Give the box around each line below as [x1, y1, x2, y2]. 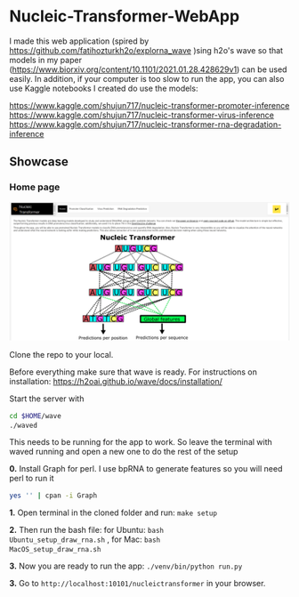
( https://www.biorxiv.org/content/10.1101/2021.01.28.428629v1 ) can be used [9, 64, 287, 75]
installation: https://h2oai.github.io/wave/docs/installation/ [9, 375, 222, 386]
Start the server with [9, 393, 85, 404]
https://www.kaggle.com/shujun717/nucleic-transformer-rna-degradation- [9, 118, 282, 130]
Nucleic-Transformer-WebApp [9, 6, 240, 27]
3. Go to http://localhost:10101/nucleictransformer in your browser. [9, 578, 266, 589]
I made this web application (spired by [9, 36, 149, 46]
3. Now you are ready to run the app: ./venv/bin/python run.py [9, 561, 243, 571]
